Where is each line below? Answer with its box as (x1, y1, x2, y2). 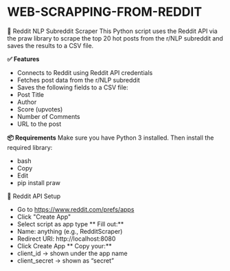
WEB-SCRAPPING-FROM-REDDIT (7, 4, 203, 20)
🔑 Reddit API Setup (7, 192, 61, 200)
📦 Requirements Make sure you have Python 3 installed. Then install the (7, 133, 214, 142)
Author (16, 98, 37, 106)
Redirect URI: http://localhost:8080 (16, 235, 116, 243)
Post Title (16, 90, 45, 98)
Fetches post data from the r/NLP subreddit (16, 76, 141, 84)
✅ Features (7, 54, 40, 63)
